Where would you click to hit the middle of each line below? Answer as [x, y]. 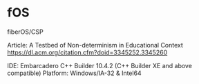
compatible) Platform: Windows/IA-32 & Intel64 [74, 73]
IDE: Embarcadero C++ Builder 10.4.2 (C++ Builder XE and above [99, 65]
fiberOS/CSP [25, 32]
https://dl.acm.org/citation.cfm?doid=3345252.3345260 [87, 52]
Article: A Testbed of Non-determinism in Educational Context [95, 45]
